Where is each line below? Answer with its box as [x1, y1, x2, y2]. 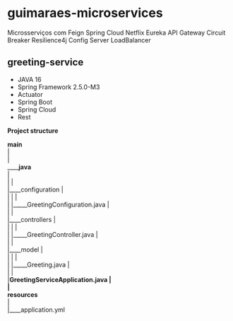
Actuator [17, 90, 44, 98]
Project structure [7, 126, 59, 135]
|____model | [7, 245, 44, 254]
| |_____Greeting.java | [7, 260, 70, 269]
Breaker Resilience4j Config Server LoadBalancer [7, 35, 152, 44]
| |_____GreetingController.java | [7, 230, 98, 238]
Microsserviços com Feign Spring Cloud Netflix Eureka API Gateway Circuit [7, 28, 226, 37]
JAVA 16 [17, 75, 42, 83]
